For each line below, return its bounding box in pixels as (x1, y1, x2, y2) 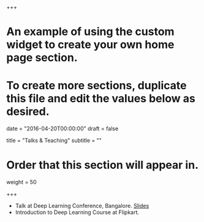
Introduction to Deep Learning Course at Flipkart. (15, 209, 140, 216)
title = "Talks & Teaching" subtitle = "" (6, 137, 102, 144)
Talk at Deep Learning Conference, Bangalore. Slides (15, 202, 149, 210)
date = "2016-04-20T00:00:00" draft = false (6, 125, 119, 132)
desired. (6, 105, 50, 119)
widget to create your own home (6, 38, 175, 52)
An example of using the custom (6, 25, 175, 39)
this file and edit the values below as (6, 92, 196, 106)
